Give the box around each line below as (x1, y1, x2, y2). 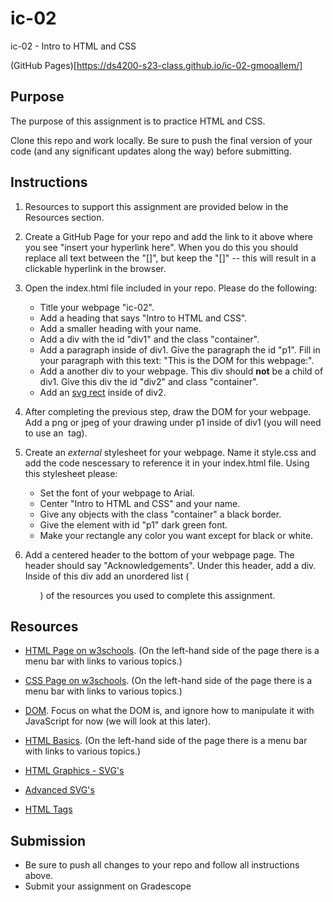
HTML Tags (24, 803, 73, 816)
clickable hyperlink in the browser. (24, 262, 167, 274)
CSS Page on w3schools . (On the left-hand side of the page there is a (24, 675, 313, 687)
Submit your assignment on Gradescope (24, 880, 192, 892)
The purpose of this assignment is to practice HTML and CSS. (10, 115, 266, 127)
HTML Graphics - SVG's (24, 765, 125, 777)
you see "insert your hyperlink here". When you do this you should (24, 241, 299, 253)
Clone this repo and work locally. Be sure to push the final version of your (10, 134, 313, 146)
